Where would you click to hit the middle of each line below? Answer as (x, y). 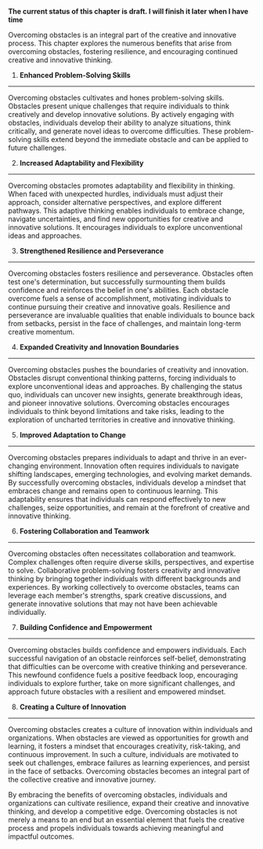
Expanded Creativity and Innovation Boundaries (99, 347)
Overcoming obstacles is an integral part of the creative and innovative (122, 35)
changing (23, 466)
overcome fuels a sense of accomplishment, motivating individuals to (120, 298)
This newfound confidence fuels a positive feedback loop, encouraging (123, 675)
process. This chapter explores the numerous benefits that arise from (120, 43)
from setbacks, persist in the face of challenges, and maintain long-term (124, 324)
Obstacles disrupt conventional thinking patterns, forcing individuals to (122, 378)
